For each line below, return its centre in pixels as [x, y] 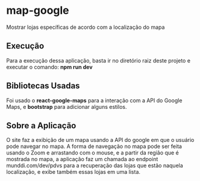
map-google [38, 11]
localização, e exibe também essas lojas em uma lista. [73, 172]
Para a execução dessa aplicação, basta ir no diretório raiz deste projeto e [98, 60]
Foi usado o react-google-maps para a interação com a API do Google [94, 100]
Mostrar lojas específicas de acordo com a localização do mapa [86, 27]
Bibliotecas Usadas [43, 86]
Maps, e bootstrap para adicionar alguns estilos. [67, 106]
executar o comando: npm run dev [49, 67]
